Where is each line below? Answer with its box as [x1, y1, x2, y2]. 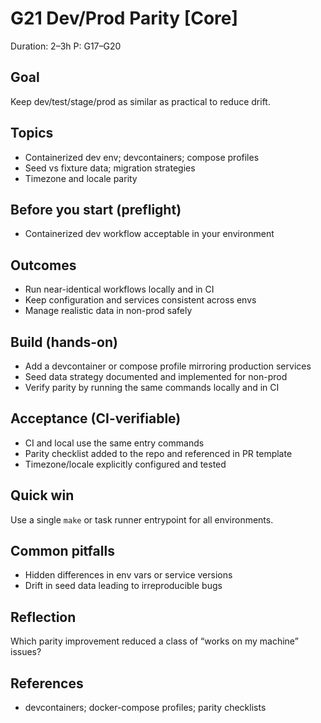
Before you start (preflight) [10, 201, 182, 218]
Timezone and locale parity [24, 172, 138, 184]
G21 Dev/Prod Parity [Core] [10, 7, 239, 30]
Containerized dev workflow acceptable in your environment [24, 228, 275, 240]
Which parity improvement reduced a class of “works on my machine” [10, 635, 299, 647]
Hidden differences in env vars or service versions [24, 569, 233, 581]
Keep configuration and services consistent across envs [24, 294, 257, 306]
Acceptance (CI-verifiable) [10, 410, 182, 427]
